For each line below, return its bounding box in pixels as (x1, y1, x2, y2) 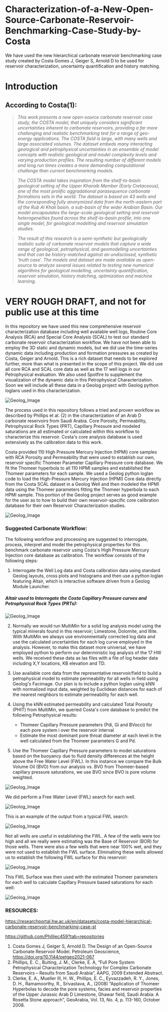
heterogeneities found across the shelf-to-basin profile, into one (17, 215, 150, 221)
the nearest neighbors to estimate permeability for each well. (12, 691, 139, 698)
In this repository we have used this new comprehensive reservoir (5, 323, 141, 329)
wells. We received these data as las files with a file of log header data (12, 655, 158, 661)
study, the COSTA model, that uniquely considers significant (17, 119, 142, 125)
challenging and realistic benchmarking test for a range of (17, 130, 139, 136)
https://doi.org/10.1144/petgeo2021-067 (12, 954, 95, 960)
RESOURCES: (5, 907, 39, 914)
